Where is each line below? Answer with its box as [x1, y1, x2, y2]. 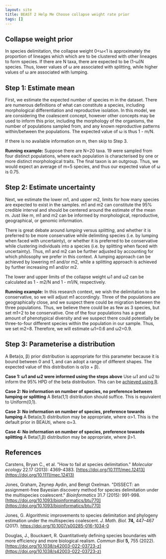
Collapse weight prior [5, 35, 73, 43]
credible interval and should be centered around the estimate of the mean [5, 207, 156, 213]
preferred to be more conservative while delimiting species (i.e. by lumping [5, 232, 159, 239]
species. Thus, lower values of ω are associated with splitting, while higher [5, 64, 158, 70]
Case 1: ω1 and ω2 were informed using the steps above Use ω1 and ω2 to [5, 373, 160, 379]
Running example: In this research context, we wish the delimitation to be [5, 289, 156, 295]
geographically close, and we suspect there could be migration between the [5, 299, 161, 305]
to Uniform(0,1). [5, 399, 37, 405]
